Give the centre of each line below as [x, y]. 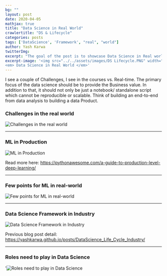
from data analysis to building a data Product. [52, 101]
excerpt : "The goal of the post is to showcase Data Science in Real [79, 56]
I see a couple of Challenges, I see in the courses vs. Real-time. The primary [83, 80]
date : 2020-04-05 [23, 19]
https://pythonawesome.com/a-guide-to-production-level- [100, 162]
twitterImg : [17, 51]
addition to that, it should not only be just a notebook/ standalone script [78, 90]
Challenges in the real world [40, 114]
